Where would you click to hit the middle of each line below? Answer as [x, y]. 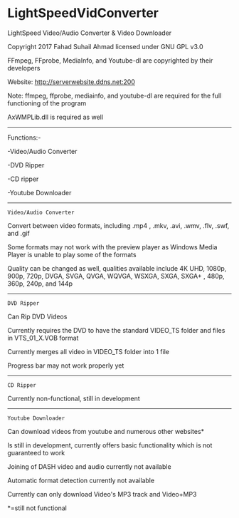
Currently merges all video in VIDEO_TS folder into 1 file [88, 351]
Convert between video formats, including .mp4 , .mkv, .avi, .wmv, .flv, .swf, [118, 225]
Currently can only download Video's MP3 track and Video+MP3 [102, 494]
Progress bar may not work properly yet [66, 366]
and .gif [18, 233]
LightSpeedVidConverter [83, 13]
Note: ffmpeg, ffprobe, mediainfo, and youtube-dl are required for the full [115, 95]
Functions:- [24, 138]
